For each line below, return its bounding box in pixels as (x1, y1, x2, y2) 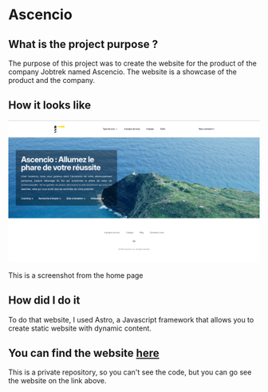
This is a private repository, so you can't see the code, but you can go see (8, 367, 252, 377)
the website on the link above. (8, 376, 107, 386)
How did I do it (8, 294, 81, 307)
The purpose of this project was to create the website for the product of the (8, 58, 257, 68)
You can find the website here (8, 346, 160, 360)
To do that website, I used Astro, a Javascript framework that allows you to (8, 315, 254, 324)
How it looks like (8, 98, 92, 113)
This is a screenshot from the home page (8, 270, 144, 280)
